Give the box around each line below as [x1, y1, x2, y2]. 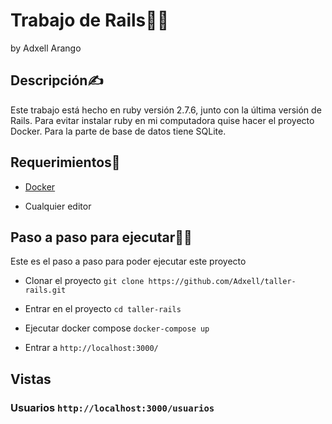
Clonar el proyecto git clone [24, 275, 145, 287]
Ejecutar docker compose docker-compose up [24, 322, 210, 334]
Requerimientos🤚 [10, 154, 121, 171]
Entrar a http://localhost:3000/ [24, 342, 159, 354]
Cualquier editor [24, 200, 92, 212]
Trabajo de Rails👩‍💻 [10, 9, 170, 32]
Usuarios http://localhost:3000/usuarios [10, 400, 215, 414]
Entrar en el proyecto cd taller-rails [24, 303, 182, 315]
